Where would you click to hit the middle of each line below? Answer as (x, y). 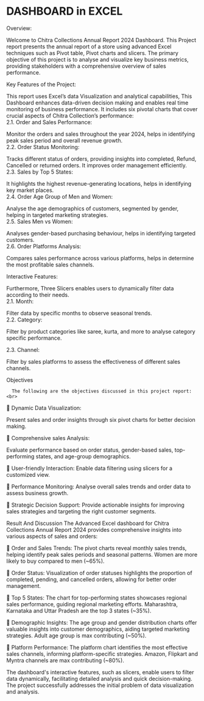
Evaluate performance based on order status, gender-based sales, (90, 450)
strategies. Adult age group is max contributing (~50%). (76, 635)
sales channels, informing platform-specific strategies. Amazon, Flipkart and (102, 654)
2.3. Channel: (23, 350)
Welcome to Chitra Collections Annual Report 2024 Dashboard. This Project (101, 40)
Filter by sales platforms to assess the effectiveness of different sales (93, 361)
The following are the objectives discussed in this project (91, 391)
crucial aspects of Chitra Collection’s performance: (70, 116)
